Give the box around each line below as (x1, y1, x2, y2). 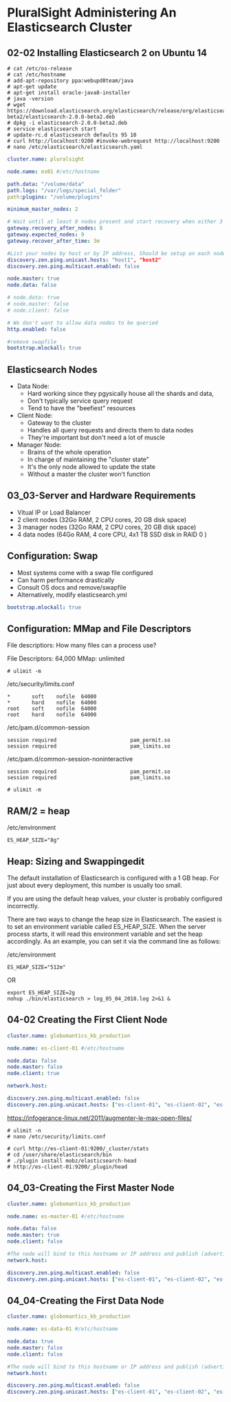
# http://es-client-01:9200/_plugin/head (7, 1163, 128, 1170)
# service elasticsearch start (7, 126, 97, 132)
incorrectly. (7, 902, 40, 910)
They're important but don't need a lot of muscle (27, 433, 165, 442)
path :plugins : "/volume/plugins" (7, 193, 103, 201)
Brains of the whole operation (27, 448, 111, 457)
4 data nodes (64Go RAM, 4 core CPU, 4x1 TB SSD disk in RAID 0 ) (16, 530, 208, 539)
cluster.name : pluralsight (7, 156, 85, 163)
